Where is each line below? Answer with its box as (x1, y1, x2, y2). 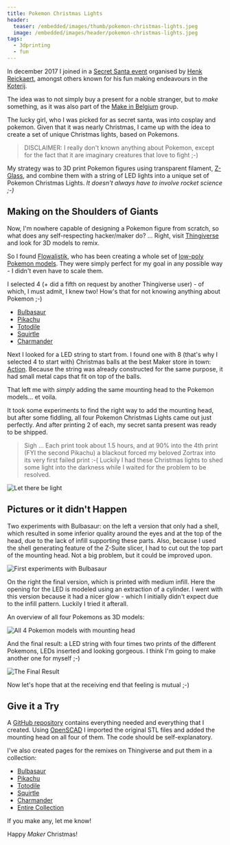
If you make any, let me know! (7, 817, 91, 825)
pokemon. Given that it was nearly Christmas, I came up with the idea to (7, 123, 211, 131)
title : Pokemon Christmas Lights (7, 10, 103, 17)
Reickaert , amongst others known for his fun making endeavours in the (7, 74, 208, 82)
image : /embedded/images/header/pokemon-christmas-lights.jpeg (13, 29, 198, 36)
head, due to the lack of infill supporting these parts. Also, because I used (7, 536, 216, 544)
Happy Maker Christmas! (7, 830, 78, 838)
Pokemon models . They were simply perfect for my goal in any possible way (7, 259, 223, 268)
